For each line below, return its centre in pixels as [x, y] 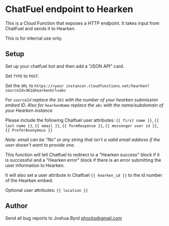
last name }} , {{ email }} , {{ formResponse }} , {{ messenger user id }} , [82, 125]
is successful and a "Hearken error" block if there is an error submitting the [83, 160]
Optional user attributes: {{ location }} [47, 190]
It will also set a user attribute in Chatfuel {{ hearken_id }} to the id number [84, 175]
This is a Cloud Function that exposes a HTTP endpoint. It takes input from [82, 23]
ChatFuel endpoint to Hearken [69, 9]
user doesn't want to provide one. [40, 145]
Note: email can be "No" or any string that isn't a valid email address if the [83, 140]
